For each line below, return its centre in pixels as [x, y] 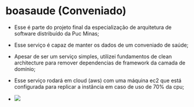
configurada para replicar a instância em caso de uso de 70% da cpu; [99, 86]
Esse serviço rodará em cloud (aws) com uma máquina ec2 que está [98, 80]
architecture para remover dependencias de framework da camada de [100, 63]
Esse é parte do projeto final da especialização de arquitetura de [93, 27]
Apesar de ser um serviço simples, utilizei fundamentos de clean [93, 56]
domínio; [25, 69]
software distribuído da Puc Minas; [56, 33]
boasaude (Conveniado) [66, 11]
